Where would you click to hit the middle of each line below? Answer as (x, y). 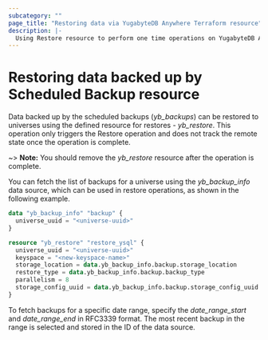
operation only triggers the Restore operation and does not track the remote (133, 134)
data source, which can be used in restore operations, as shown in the (124, 190)
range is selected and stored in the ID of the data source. (102, 327)
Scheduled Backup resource (104, 95)
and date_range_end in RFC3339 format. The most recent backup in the (126, 318)
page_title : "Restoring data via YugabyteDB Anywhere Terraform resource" (135, 23)
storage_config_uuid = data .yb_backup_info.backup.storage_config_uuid (137, 288)
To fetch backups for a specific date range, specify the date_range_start (128, 310)
